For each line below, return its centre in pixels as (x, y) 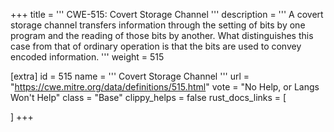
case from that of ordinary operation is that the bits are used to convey (156, 46)
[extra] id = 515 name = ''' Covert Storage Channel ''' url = (130, 76)
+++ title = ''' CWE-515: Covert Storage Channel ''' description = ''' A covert (167, 14)
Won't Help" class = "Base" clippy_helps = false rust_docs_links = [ (148, 97)
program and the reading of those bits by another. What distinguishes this (162, 35)
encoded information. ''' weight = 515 (87, 57)
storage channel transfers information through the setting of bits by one (158, 25)
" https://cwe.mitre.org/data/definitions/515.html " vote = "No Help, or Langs (165, 87)
